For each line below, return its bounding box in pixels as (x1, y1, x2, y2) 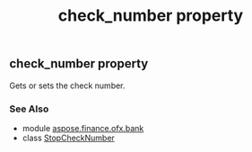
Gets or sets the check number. (9, 80, 126, 91)
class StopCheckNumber (22, 132, 115, 143)
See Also (9, 103, 49, 115)
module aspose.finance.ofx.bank (22, 122, 144, 133)
